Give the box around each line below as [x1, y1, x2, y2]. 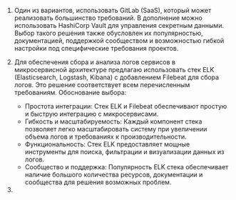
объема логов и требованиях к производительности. [24, 132, 187, 141]
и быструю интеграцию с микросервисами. [24, 110, 159, 118]
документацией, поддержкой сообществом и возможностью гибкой [14, 36, 225, 45]
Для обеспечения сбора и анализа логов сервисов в [14, 58, 176, 66]
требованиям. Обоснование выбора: [14, 89, 127, 96]
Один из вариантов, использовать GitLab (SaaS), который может [14, 6, 212, 14]
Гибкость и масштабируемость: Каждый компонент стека [24, 117, 202, 126]
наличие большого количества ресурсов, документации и [24, 171, 203, 179]
